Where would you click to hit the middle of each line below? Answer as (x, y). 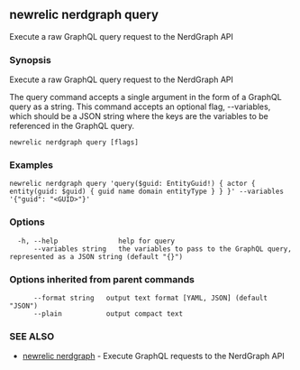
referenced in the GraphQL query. (72, 126)
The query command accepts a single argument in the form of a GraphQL (145, 97)
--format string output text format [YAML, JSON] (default (150, 298)
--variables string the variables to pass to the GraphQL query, (163, 249)
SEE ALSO (32, 336)
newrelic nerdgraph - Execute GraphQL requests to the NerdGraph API (154, 356)
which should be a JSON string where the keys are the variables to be (139, 116)
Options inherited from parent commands (102, 279)
